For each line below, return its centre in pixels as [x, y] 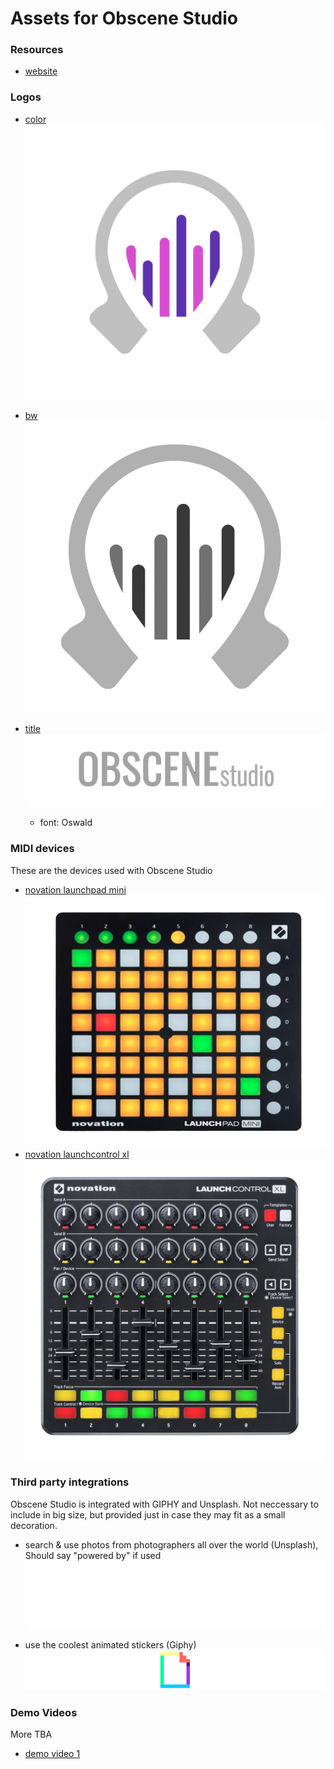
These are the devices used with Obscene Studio [111, 870]
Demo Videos [44, 1712]
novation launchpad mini [75, 889]
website [41, 71]
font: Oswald [66, 823]
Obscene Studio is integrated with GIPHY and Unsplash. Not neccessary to [164, 1504]
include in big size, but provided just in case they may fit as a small [148, 1514]
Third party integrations [70, 1482]
